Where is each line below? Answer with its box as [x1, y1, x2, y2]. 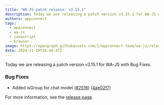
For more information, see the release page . [5, 94, 94, 100]
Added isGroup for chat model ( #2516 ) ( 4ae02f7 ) [12, 84, 111, 90]
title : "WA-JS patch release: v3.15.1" [5, 7, 86, 12]
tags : [5, 21, 16, 26]
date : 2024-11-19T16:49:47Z [5, 48, 62, 53]
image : [5, 43, 19, 48]
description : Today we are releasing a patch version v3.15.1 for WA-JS [5, 12, 156, 17]
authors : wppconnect [5, 16, 47, 21]
